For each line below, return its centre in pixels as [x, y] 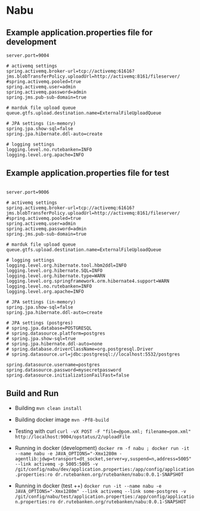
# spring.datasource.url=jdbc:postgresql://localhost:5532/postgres [93, 354]
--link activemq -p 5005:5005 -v [56, 464]
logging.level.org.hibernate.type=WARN [56, 276]
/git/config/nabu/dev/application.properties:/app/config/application [104, 469]
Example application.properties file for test [88, 173]
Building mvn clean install [48, 408]
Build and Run [32, 394]
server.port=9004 [28, 56]
